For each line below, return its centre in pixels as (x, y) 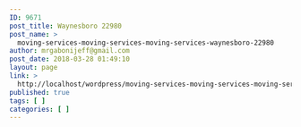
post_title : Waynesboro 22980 (66, 26)
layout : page (34, 68)
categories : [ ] (39, 109)
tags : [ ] (28, 101)
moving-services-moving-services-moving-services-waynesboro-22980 (146, 42)
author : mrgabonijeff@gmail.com (69, 51)
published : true (39, 92)
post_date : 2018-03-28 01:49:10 (69, 59)
